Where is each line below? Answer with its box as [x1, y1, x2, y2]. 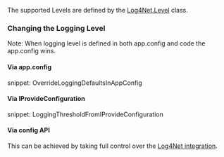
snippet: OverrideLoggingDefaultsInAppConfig [7, 78, 142, 87]
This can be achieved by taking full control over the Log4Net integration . [7, 142, 218, 150]
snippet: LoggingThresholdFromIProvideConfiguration [7, 110, 163, 118]
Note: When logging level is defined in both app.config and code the [7, 39, 206, 48]
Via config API [7, 126, 51, 135]
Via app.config [7, 62, 52, 71]
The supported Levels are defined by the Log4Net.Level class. [7, 6, 189, 14]
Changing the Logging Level [7, 23, 106, 33]
